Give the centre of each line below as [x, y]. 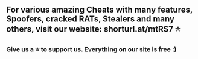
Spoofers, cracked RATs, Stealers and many [91, 19]
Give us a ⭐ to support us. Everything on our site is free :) [91, 49]
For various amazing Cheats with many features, [100, 10]
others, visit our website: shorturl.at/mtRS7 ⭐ [94, 29]
